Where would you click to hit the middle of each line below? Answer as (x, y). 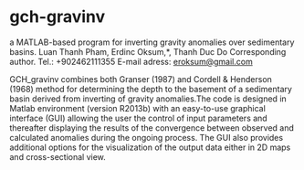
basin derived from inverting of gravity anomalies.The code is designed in (148, 99)
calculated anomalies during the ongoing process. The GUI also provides (147, 137)
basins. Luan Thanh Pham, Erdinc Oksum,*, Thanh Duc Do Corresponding (148, 51)
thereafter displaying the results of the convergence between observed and (152, 127)
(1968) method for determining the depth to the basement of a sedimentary (151, 89)
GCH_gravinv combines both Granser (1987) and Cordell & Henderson (141, 79)
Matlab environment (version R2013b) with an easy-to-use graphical (138, 108)
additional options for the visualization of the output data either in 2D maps (150, 147)
